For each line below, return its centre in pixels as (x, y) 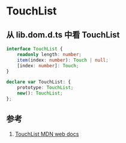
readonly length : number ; (49, 54)
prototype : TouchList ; (45, 88)
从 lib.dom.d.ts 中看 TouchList (63, 35)
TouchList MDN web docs (47, 134)
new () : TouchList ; (40, 93)
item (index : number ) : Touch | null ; (63, 60)
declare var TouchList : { (38, 82)
